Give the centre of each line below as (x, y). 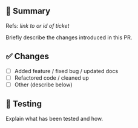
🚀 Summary (28, 11)
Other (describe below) (44, 85)
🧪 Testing (24, 104)
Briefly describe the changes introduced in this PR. (69, 37)
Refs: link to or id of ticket (38, 25)
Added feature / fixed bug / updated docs (66, 71)
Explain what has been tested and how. (54, 118)
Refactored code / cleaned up (51, 78)
